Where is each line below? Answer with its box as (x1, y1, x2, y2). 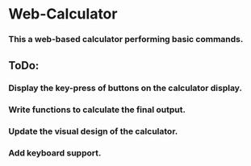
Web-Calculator (8, 5, 118, 23)
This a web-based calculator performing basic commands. (8, 34, 244, 45)
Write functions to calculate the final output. (8, 104, 186, 115)
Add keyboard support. (8, 147, 102, 159)
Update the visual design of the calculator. (8, 126, 178, 137)
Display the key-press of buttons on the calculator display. (8, 82, 243, 93)
